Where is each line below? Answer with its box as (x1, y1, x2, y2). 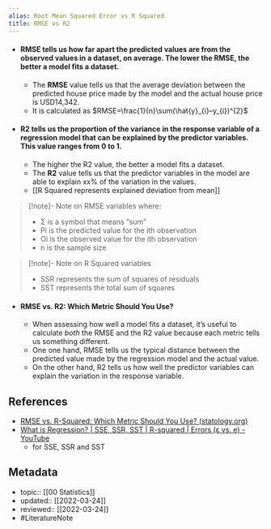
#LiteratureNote (19, 513, 74, 523)
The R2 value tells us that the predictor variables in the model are (32, 168, 250, 178)
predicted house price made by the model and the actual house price (32, 88, 263, 98)
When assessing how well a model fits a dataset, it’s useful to (32, 320, 237, 329)
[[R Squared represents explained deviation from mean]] (32, 185, 221, 195)
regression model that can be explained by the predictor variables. (19, 133, 249, 143)
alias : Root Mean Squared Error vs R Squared (8, 11, 164, 20)
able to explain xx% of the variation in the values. (32, 176, 197, 187)
